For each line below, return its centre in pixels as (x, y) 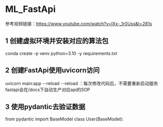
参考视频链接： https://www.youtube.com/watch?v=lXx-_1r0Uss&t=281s (78, 23)
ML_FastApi (31, 9)
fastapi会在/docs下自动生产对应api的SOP (48, 89)
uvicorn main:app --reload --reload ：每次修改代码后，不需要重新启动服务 (82, 83)
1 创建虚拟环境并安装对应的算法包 (57, 41)
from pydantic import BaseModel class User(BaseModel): (64, 119)
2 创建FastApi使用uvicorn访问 (52, 70)
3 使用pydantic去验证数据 (45, 107)
